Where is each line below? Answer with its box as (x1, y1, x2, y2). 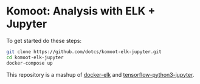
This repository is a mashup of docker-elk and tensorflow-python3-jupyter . (6, 71, 195, 78)
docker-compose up (6, 60, 53, 66)
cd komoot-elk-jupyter (6, 54, 64, 60)
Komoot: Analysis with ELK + (6, 4, 156, 18)
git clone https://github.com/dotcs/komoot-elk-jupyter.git (6, 48, 162, 55)
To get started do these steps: (6, 37, 82, 44)
